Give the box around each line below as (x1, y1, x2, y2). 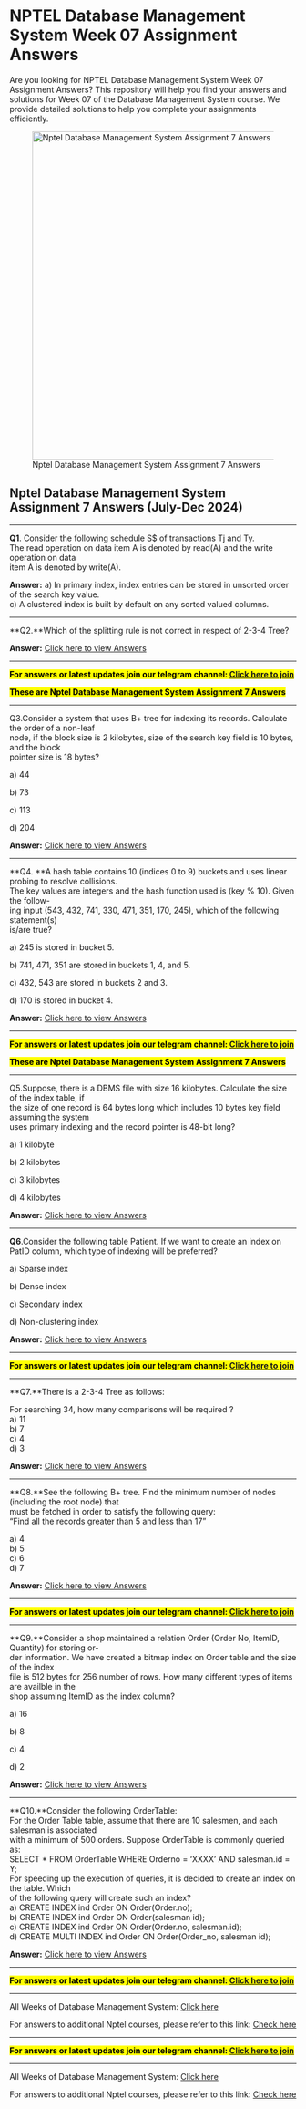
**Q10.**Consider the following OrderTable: (9, 1804, 178, 1815)
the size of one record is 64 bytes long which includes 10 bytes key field (9, 1101, 280, 1112)
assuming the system (9, 1111, 89, 1122)
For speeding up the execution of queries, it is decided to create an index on (9, 1873, 296, 1884)
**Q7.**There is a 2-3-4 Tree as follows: (9, 1386, 166, 1397)
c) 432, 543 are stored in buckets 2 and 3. (9, 977, 168, 987)
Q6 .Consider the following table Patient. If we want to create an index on (9, 1235, 282, 1246)
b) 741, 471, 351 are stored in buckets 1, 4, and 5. (9, 959, 191, 970)
